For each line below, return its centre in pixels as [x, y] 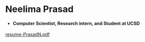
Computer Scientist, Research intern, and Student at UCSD [76, 23]
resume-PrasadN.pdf [28, 34]
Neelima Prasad [40, 9]
